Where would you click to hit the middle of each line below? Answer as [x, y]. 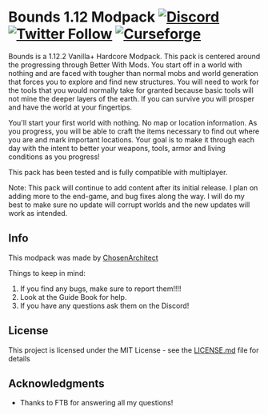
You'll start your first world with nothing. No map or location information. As [133, 122]
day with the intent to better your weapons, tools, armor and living [117, 148]
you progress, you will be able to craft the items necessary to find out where [134, 131]
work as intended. [38, 213]
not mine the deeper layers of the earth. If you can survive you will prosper [131, 98]
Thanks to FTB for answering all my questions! [96, 403]
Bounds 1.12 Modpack [82, 17]
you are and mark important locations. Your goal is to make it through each [131, 139]
